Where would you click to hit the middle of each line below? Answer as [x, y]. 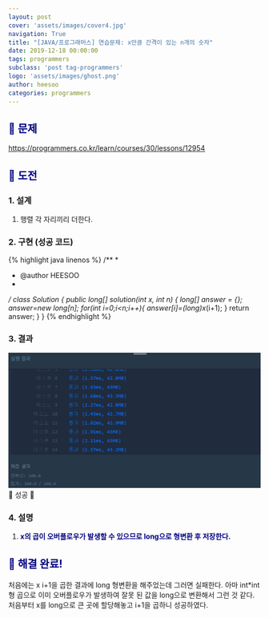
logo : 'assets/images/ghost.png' [64, 76]
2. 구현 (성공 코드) [41, 242]
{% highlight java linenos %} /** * [63, 260]
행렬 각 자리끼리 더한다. [56, 219]
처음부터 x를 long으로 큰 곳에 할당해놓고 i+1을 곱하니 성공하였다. [108, 604]
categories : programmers [50, 93]
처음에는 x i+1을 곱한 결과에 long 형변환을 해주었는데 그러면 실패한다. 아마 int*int [134, 584]
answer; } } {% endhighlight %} [60, 317]
